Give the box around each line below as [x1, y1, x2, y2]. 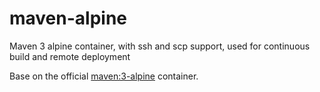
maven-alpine [9, 7, 128, 30]
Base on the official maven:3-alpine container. [9, 70, 199, 82]
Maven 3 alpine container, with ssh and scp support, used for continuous [9, 40, 311, 52]
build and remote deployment [9, 50, 131, 62]
